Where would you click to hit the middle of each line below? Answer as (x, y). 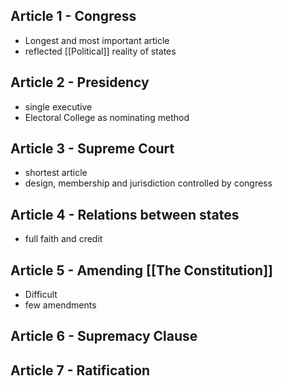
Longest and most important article (97, 40)
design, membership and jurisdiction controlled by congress (148, 183)
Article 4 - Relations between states (125, 214)
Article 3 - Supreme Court (92, 149)
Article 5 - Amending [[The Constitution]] (142, 270)
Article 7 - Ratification (80, 370)
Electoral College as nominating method (107, 117)
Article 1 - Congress (73, 16)
